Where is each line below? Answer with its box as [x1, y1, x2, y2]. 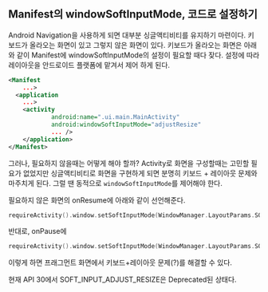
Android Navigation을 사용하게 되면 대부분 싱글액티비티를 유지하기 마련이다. [8, 30, 246, 40]
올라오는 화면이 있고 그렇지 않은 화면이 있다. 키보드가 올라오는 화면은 [29, 40, 242, 49]
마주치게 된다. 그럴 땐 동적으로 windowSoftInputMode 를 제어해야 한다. [8, 178, 223, 187]
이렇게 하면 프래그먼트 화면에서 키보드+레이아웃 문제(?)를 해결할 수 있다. [8, 258, 233, 267]
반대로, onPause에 [8, 227, 67, 236]
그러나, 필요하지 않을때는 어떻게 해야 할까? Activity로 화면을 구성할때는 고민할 [8, 158, 250, 168]
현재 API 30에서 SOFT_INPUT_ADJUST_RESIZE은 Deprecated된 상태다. [8, 274, 237, 285]
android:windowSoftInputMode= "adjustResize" [50, 120, 202, 129]
